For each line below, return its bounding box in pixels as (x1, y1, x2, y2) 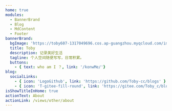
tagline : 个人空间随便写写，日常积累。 (10, 55, 84, 60)
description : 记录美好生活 (10, 50, 63, 55)
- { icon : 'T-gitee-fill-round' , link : (14, 83, 100, 88)
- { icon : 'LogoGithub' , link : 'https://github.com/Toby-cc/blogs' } (14, 79, 166, 84)
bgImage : (10, 41, 29, 46)
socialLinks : (10, 74, 38, 79)
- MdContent (10, 27, 36, 32)
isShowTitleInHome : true (5, 88, 58, 94)
